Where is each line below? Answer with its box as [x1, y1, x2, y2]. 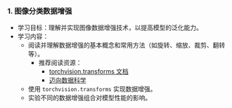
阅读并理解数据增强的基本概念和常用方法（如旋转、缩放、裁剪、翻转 [27, 41, 226, 50]
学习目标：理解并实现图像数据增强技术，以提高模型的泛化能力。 [17, 23, 202, 32]
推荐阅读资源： [38, 58, 82, 67]
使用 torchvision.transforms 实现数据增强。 [27, 85, 157, 93]
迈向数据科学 [49, 76, 86, 85]
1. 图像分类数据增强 [7, 6, 72, 15]
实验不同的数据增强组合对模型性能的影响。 [27, 93, 152, 102]
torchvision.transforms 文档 [49, 67, 129, 76]
